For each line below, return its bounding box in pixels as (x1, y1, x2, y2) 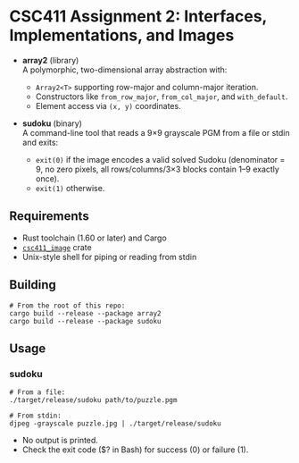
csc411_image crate (21, 241, 92, 252)
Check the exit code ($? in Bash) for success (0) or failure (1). (21, 444, 249, 455)
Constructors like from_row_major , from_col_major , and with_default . (35, 91, 288, 102)
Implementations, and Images (9, 25, 235, 46)
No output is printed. (21, 435, 98, 446)
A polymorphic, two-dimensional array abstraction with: (21, 64, 228, 75)
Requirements (9, 208, 89, 224)
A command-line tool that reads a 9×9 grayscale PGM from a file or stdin (21, 127, 290, 138)
